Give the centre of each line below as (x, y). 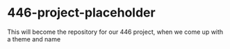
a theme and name (34, 39)
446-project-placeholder (81, 13)
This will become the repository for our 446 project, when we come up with (115, 32)
